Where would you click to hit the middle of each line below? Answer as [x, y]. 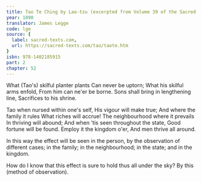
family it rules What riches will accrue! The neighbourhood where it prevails [100, 116]
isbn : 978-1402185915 [34, 57]
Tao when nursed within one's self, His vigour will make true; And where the [101, 110]
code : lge [19, 29]
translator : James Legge [37, 23]
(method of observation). [37, 172]
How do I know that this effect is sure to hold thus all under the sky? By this [100, 166]
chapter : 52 [21, 68]
